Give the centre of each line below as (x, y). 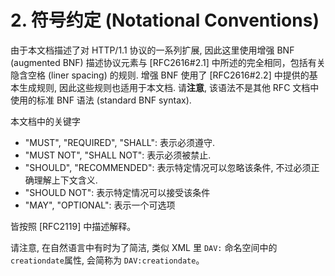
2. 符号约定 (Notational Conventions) (165, 20)
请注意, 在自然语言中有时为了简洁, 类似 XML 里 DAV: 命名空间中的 (144, 247)
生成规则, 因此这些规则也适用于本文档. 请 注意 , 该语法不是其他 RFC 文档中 (169, 87)
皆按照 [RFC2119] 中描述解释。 (73, 226)
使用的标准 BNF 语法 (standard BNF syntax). (101, 100)
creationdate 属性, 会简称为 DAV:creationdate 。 (107, 260)
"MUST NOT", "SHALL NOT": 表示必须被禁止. (118, 155)
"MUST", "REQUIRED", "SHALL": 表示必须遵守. (120, 142)
